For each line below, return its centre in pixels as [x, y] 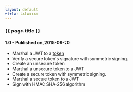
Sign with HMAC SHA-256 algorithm [49, 84]
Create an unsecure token [38, 63]
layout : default [22, 9]
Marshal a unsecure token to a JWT [48, 69]
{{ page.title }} [23, 31]
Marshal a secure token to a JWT [45, 79]
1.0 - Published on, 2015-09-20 [37, 43]
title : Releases [22, 14]
